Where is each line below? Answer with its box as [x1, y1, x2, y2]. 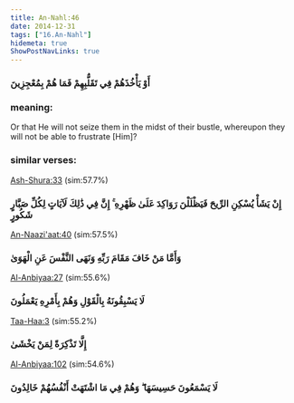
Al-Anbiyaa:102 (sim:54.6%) [10, 359, 115, 369]
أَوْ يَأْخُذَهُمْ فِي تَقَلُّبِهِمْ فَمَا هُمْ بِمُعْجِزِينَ [10, 77, 150, 90]
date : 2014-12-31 [10, 22, 76, 31]
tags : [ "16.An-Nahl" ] [10, 30, 92, 39]
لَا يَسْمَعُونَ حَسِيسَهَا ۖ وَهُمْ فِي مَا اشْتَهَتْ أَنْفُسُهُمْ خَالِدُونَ [10, 381, 218, 394]
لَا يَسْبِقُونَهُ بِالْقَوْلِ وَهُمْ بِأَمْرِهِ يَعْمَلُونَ [10, 295, 146, 308]
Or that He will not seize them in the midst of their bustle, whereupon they [10, 121, 286, 132]
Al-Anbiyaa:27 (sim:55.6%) [10, 273, 111, 283]
